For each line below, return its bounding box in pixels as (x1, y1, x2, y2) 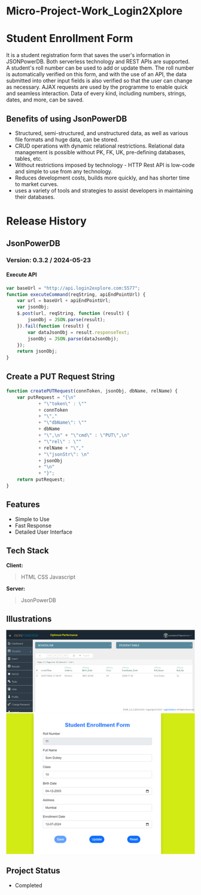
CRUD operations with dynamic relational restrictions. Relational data (14, 142, 185, 149)
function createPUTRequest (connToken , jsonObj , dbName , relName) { (6, 388, 178, 394)
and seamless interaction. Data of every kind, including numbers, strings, (6, 90, 187, 97)
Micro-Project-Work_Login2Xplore (6, 4, 183, 18)
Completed (14, 881, 42, 889)
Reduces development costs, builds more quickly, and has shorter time (14, 174, 190, 181)
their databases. (14, 193, 55, 200)
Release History (6, 214, 87, 228)
